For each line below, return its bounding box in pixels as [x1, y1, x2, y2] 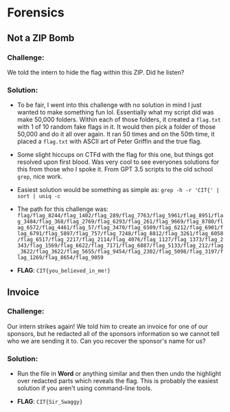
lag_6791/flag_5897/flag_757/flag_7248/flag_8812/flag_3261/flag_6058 [16, 230, 224, 237]
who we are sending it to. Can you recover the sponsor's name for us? [7, 337, 206, 345]
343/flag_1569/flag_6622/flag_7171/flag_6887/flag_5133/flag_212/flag [16, 242, 224, 250]
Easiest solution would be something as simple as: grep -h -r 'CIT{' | [16, 186, 220, 194]
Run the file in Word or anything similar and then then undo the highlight [16, 369, 222, 378]
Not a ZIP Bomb [7, 32, 75, 44]
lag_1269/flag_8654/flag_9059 [16, 254, 104, 261]
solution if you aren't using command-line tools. [16, 384, 152, 392]
